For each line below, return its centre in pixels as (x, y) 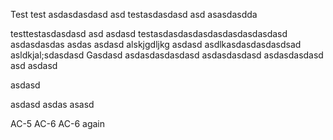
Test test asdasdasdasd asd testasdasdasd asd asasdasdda (134, 14)
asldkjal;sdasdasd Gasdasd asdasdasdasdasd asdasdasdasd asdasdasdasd (167, 55)
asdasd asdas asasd (52, 104)
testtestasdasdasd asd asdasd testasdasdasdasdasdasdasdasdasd (149, 33)
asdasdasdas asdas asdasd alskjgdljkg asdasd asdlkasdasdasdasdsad (156, 44)
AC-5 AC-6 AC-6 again (57, 123)
